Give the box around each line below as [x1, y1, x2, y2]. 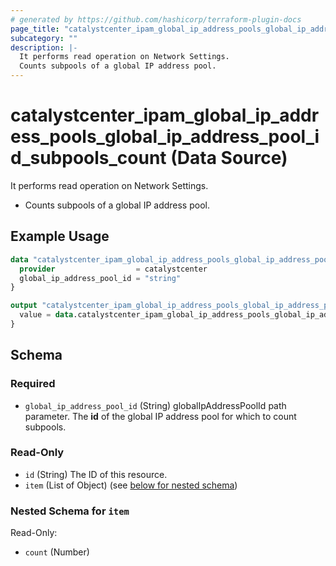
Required [10, 377, 56, 391]
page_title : [10, 24, 60, 34]
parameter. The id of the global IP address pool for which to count [24, 410, 297, 422]
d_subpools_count [10, 147, 167, 170]
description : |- [10, 42, 78, 53]
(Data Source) [170, 147, 288, 170]
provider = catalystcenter [19, 264, 208, 274]
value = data [19, 310, 74, 320]
